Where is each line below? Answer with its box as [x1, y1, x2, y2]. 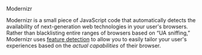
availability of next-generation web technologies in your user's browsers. [6, 23, 189, 30]
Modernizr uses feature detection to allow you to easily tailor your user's [6, 36, 187, 42]
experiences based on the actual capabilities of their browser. [6, 42, 161, 49]
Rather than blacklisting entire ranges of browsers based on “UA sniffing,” [6, 29, 191, 36]
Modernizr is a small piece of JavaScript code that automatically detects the [6, 17, 196, 23]
